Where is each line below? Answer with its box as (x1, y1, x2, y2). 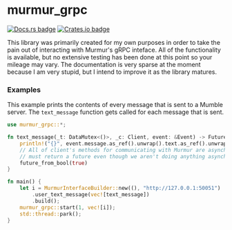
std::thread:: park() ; (19, 210, 81, 218)
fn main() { (7, 178, 41, 185)
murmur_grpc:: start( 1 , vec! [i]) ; (19, 204, 116, 211)
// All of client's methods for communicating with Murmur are (19, 146, 206, 153)
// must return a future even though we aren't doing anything (19, 153, 206, 160)
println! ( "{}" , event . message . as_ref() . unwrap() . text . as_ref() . (19, 140, 209, 147)
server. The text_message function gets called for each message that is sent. (7, 108, 224, 116)
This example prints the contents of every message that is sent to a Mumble (7, 101, 223, 109)
